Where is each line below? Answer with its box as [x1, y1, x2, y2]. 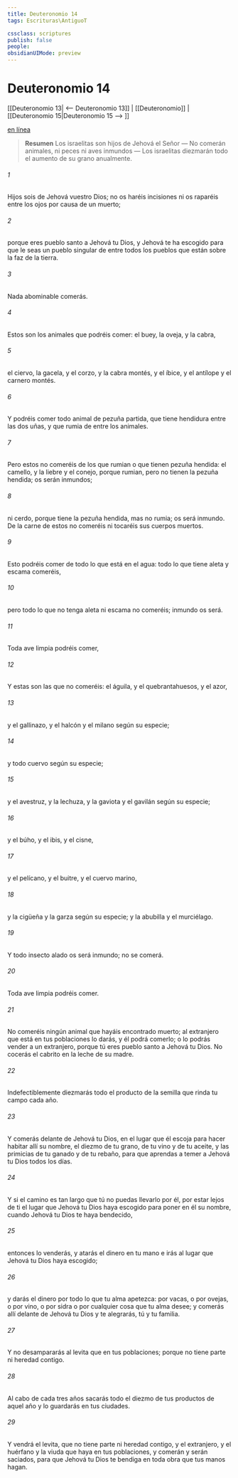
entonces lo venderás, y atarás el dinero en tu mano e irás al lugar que [7, 1249, 214, 1257]
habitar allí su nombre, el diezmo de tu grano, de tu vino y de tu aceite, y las [7, 1141, 229, 1150]
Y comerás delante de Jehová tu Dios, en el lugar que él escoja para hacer [7, 1134, 226, 1143]
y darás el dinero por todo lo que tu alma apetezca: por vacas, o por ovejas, [7, 1294, 229, 1303]
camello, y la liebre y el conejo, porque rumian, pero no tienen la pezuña [7, 468, 219, 477]
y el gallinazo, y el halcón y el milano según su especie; [7, 720, 170, 729]
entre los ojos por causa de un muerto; [7, 200, 121, 208]
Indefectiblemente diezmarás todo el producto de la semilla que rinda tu [7, 1088, 218, 1097]
